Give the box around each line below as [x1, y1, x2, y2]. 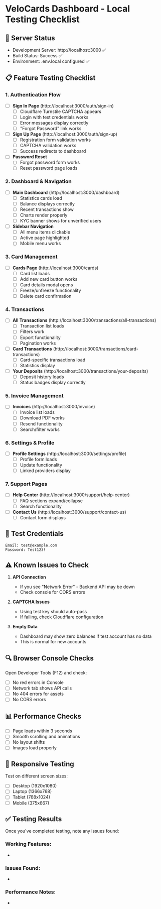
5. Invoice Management [5, 392, 64, 399]
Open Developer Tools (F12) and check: [5, 670, 87, 676]
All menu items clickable [20, 229, 70, 235]
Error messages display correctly [20, 120, 89, 126]
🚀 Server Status [5, 34, 55, 42]
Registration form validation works [20, 137, 91, 143]
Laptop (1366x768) [12, 788, 52, 794]
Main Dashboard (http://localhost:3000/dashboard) [12, 189, 120, 195]
